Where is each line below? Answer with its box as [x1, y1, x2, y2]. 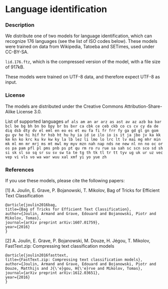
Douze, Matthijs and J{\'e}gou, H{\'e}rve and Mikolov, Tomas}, [5, 266, 143, 271]
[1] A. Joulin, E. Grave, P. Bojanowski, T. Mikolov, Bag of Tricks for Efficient [5, 187, 160, 193]
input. [5, 79, 18, 85]
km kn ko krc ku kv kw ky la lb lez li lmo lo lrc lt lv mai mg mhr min [5, 137, 161, 142]
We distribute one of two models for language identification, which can [5, 33, 152, 39]
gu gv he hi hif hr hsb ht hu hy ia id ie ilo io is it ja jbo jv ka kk [5, 132, 161, 137]
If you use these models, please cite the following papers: [5, 178, 125, 184]
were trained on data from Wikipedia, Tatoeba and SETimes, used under [5, 44, 155, 50]
